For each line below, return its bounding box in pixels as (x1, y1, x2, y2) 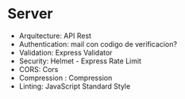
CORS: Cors (18, 64, 59, 74)
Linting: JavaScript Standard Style (18, 81, 131, 91)
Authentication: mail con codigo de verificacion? (18, 39, 178, 48)
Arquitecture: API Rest (18, 31, 92, 40)
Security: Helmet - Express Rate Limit (18, 56, 142, 66)
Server (7, 5, 53, 23)
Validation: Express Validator (18, 48, 113, 57)
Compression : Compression (18, 73, 113, 82)
